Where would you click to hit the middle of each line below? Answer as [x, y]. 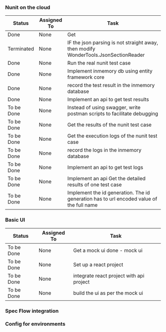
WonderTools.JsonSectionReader [106, 55]
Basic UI [15, 220]
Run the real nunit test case [99, 63]
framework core [86, 77]
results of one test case [95, 185]
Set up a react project [98, 264]
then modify [81, 49]
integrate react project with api [109, 276]
